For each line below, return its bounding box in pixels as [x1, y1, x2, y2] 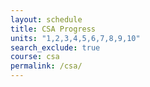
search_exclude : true [10, 42, 101, 53]
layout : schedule [10, 14, 83, 25]
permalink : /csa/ [10, 61, 83, 71]
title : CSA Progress [10, 24, 97, 34]
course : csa [10, 52, 60, 62]
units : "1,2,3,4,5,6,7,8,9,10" [10, 33, 141, 43]
